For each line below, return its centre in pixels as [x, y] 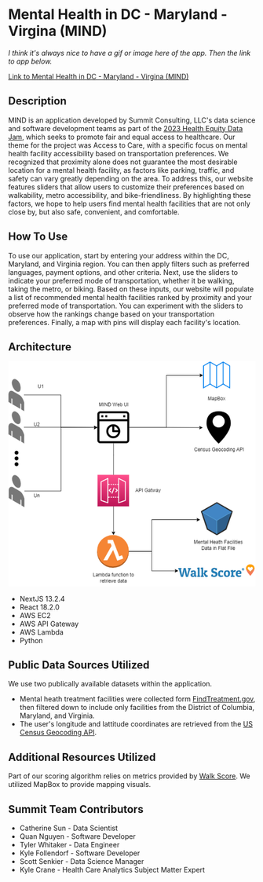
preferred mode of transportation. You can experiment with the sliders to [126, 306]
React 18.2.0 [40, 607]
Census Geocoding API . [58, 733]
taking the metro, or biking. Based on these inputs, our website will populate [131, 289]
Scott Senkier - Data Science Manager [82, 861]
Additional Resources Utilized [82, 757]
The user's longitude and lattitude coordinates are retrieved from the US [136, 724]
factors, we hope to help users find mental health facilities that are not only [130, 203]
